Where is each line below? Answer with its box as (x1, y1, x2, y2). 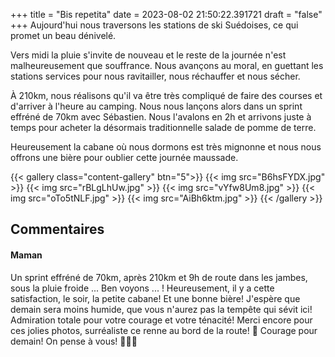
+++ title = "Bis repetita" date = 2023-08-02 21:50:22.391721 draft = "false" (10, 9, 323, 20)
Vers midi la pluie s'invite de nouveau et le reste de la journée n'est (10, 49, 287, 61)
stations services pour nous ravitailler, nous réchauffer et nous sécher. (10, 70, 301, 82)
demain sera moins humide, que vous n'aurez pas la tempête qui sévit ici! (10, 303, 313, 315)
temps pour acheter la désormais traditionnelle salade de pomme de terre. (10, 122, 317, 133)
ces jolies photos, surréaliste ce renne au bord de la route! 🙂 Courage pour (10, 324, 318, 336)
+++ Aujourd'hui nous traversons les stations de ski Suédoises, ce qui (10, 19, 299, 31)
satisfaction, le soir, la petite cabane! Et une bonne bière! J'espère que (10, 292, 301, 304)
